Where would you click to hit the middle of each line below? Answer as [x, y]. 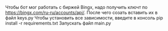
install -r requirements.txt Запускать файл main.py [58, 23]
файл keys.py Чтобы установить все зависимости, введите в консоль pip [84, 18]
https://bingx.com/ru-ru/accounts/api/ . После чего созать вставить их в [81, 12]
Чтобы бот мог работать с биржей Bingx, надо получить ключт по [76, 7]
